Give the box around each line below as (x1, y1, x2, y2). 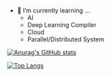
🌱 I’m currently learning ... (16, 7, 90, 14)
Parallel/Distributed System (27, 35, 105, 43)
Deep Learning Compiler (27, 21, 97, 28)
